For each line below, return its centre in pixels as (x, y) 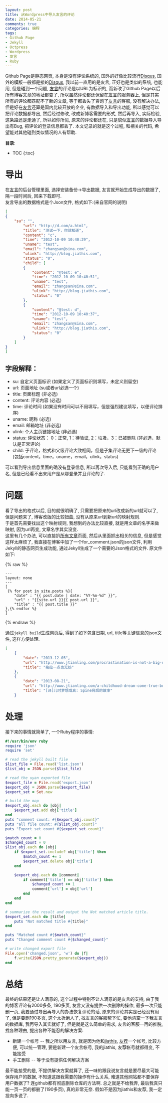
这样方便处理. (26, 639)
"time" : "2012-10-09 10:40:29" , (57, 240)
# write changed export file (35, 949)
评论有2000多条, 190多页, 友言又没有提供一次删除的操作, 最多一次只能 (90, 1005)
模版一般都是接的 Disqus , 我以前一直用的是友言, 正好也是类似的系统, (83, 82)
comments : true (21, 24)
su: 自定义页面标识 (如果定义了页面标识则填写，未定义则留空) (75, 382)
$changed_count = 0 (25, 843)
